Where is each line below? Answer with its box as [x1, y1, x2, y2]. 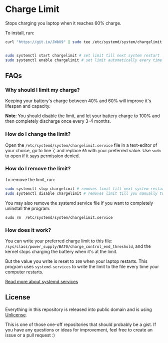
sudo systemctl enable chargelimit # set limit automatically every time [5, 58, 162, 63]
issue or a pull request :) [5, 332, 55, 338]
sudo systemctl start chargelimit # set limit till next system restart [5, 53, 160, 58]
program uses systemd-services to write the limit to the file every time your [5, 263, 159, 269]
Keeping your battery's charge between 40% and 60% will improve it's [5, 98, 151, 104]
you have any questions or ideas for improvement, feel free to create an [5, 326, 153, 332]
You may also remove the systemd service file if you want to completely [5, 200, 153, 206]
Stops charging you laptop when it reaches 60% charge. [5, 20, 121, 26]
